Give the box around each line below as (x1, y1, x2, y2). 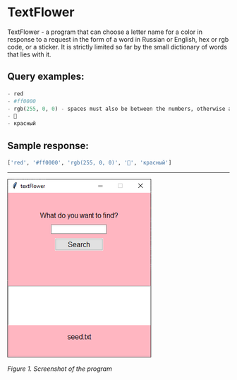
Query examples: (7, 71, 85, 83)
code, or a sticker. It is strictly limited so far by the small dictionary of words (7, 42, 228, 51)
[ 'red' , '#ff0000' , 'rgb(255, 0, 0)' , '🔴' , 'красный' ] (7, 159, 172, 166)
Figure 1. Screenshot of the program (7, 364, 113, 373)
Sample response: (7, 139, 90, 152)
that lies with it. (7, 50, 51, 59)
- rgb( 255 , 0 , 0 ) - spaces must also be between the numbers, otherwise (7, 105, 226, 112)
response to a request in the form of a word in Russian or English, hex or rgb (7, 35, 229, 43)
